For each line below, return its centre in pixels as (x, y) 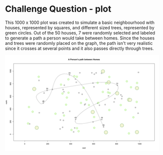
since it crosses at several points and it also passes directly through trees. (80, 48)
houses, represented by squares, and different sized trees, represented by (80, 27)
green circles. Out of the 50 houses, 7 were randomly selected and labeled (80, 33)
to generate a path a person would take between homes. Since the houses (80, 38)
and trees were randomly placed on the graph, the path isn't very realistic (79, 43)
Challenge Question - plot (58, 9)
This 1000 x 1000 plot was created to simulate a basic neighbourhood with (80, 22)
